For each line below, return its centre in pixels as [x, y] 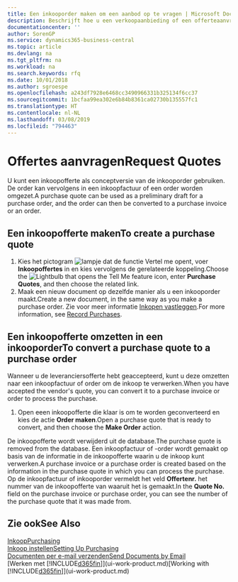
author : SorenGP [31, 34]
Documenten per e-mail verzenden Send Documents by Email [97, 556]
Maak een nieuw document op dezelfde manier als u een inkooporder [119, 292]
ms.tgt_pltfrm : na [34, 60]
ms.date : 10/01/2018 [38, 80]
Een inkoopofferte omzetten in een [85, 337]
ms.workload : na [31, 67]
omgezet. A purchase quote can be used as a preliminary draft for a [105, 196]
